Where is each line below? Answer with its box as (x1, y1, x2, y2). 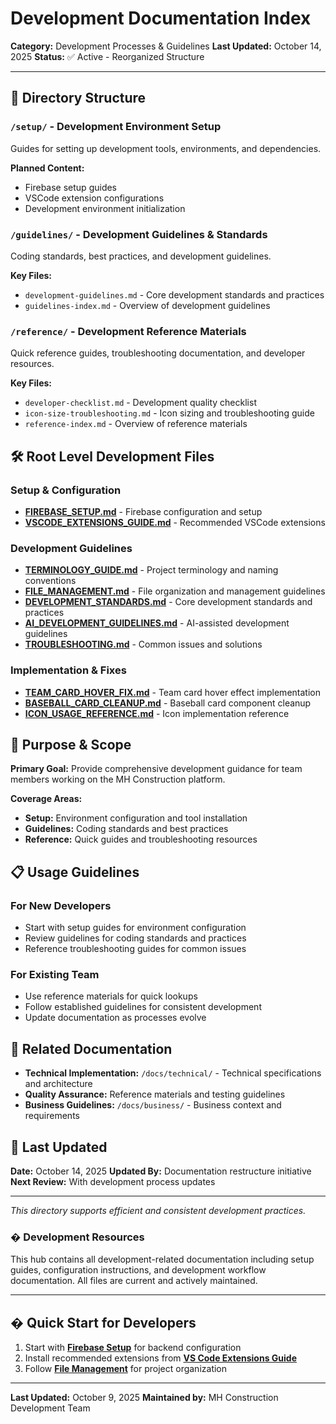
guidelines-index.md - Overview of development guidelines (24, 299, 271, 311)
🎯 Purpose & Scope (10, 736, 132, 753)
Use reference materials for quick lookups (24, 990, 198, 1002)
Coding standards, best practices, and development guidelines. (10, 250, 272, 262)
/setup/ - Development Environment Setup (10, 120, 222, 134)
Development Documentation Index (10, 7, 312, 30)
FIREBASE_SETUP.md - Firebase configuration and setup (24, 505, 263, 517)
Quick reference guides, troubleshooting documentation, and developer (10, 347, 306, 359)
